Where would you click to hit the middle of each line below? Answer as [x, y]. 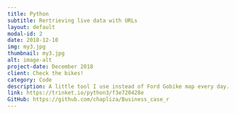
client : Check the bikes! [45, 73]
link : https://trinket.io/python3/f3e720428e [75, 93]
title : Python [28, 14]
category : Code [30, 80]
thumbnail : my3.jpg [36, 54]
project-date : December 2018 [50, 67]
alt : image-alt [30, 60]
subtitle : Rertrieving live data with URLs [73, 21]
